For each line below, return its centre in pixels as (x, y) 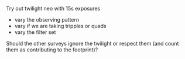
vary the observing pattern (47, 20)
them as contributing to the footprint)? (52, 50)
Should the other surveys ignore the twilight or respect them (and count (92, 44)
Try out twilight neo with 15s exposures (53, 8)
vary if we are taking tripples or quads (60, 26)
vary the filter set (35, 32)
